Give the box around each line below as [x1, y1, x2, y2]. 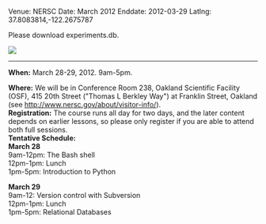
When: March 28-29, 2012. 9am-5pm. [8, 68, 133, 77]
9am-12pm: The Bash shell [8, 150, 95, 159]
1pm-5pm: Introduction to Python [8, 167, 116, 176]
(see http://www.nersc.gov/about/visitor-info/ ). [8, 100, 161, 109]
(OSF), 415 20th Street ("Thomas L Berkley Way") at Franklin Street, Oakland [8, 91, 258, 101]
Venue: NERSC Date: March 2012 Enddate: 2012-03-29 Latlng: [8, 7, 212, 16]
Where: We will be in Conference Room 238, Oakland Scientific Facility [8, 83, 240, 92]
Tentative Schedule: [8, 133, 77, 143]
